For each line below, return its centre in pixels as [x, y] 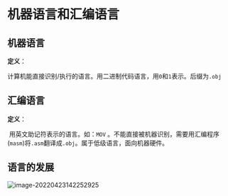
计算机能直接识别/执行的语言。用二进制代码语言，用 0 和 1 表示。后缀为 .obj [115, 76]
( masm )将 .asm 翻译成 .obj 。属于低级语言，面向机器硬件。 [88, 143]
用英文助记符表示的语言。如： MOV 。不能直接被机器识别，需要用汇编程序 [114, 134]
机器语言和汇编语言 [64, 15]
